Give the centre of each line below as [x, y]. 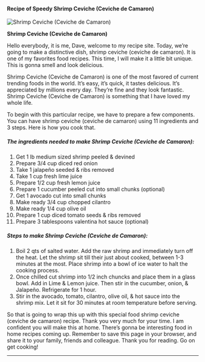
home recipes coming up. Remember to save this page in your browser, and [102, 334]
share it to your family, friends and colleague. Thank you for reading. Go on [101, 341]
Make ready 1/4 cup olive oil [51, 209]
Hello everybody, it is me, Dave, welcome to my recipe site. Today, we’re [98, 46]
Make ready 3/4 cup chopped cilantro [63, 202]
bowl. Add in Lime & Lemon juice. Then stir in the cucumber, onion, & [102, 283]
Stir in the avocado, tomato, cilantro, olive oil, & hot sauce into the [98, 296]
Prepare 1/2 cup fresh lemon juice [58, 183]
